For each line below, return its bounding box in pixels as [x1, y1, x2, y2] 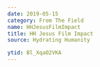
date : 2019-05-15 [7, 10, 59, 18]
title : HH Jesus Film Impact [7, 30, 94, 37]
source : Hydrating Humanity [7, 37, 91, 44]
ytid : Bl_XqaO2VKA [7, 49, 62, 56]
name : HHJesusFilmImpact [7, 23, 81, 30]
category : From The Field [7, 17, 84, 24]
